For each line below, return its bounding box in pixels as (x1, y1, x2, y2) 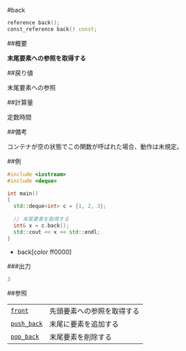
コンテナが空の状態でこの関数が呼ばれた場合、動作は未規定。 (7, 142, 183, 151)
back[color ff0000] (17, 248, 72, 256)
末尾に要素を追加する (49, 319, 119, 329)
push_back (10, 320, 43, 328)
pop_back (10, 333, 39, 341)
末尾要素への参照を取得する (7, 53, 86, 62)
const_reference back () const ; (7, 26, 97, 33)
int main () (7, 190, 39, 197)
